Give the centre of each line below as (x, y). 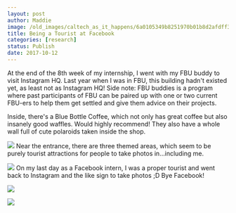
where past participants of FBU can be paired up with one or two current (112, 95)
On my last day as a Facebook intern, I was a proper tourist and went (116, 168)
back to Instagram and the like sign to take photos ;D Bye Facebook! (106, 175)
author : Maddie (29, 20)
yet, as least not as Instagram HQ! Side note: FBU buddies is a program (110, 88)
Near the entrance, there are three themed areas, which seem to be (113, 146)
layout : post (26, 14)
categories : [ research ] (42, 40)
